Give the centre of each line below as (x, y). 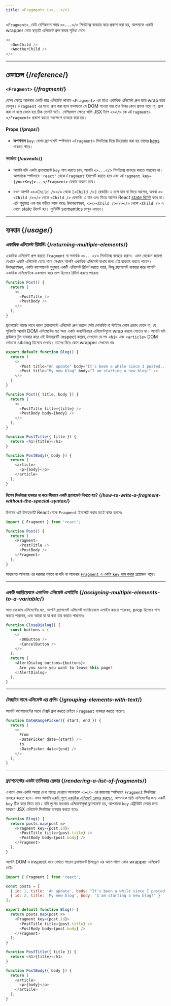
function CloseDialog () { (33, 625)
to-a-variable (23, 599)
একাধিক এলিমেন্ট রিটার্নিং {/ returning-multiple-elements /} (67, 244)
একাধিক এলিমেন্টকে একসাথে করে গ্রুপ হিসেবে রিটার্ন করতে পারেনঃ (52, 272)
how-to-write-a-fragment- (132, 495)
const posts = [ (23, 886)
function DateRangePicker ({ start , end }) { (54, 720)
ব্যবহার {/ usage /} (29, 230)
